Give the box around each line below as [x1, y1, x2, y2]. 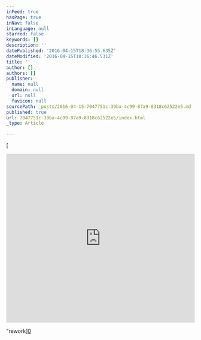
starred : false [6, 31, 44, 37]
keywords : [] [6, 37, 39, 43]
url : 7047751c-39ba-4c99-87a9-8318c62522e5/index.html [6, 115, 146, 121]
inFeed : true [6, 8, 39, 15]
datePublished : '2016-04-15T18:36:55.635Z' [6, 48, 117, 54]
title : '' [6, 59, 31, 65]
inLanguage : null [6, 25, 50, 32]
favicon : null [11, 98, 47, 104]
